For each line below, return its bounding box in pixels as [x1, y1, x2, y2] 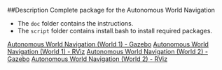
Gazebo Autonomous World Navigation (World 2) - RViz [7, 55, 168, 63]
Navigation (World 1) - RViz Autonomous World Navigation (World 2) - [7, 48, 209, 55]
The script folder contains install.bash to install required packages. [17, 27, 212, 35]
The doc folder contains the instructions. [17, 19, 134, 27]
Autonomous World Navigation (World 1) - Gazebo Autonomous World [7, 40, 209, 48]
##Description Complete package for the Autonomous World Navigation [7, 6, 216, 14]
